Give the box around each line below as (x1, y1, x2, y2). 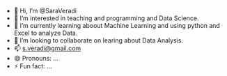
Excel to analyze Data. (13, 29, 78, 37)
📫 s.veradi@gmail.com (13, 44, 81, 52)
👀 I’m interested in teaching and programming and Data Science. (13, 14, 200, 22)
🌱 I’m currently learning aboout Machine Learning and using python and (13, 22, 221, 29)
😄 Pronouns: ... (13, 54, 59, 62)
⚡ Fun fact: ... (13, 62, 52, 70)
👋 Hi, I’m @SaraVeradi (13, 7, 77, 15)
